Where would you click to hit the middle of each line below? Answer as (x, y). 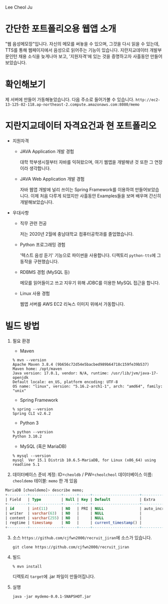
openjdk (20, 377)
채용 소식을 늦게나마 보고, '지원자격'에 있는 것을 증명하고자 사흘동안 (84, 56)
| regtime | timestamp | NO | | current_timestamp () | (73, 522)
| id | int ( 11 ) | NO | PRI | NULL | (73, 509)
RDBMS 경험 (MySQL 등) (45, 272)
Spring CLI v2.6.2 (31, 413)
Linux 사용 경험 (35, 293)
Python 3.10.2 (27, 436)
